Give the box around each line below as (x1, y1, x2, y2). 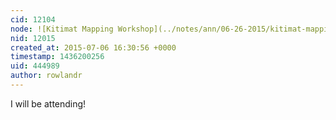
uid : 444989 (10, 61, 60, 71)
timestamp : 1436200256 (10, 52, 105, 62)
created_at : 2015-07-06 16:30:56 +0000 (10, 42, 177, 53)
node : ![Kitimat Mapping (10, 24, 114, 34)
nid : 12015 (10, 33, 56, 43)
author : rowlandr (10, 71, 83, 81)
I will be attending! (10, 97, 87, 110)
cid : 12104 (10, 14, 56, 25)
